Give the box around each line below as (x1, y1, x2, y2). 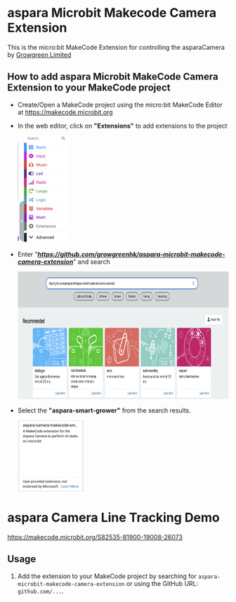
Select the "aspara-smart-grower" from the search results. (17, 406, 192, 415)
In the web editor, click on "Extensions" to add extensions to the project (17, 121, 228, 130)
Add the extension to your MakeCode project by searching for (17, 572, 197, 580)
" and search (72, 257, 110, 266)
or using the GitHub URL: (126, 579, 199, 587)
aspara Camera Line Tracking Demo (7, 509, 220, 526)
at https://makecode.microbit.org (17, 107, 114, 116)
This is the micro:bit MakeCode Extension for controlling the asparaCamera (7, 43, 225, 51)
